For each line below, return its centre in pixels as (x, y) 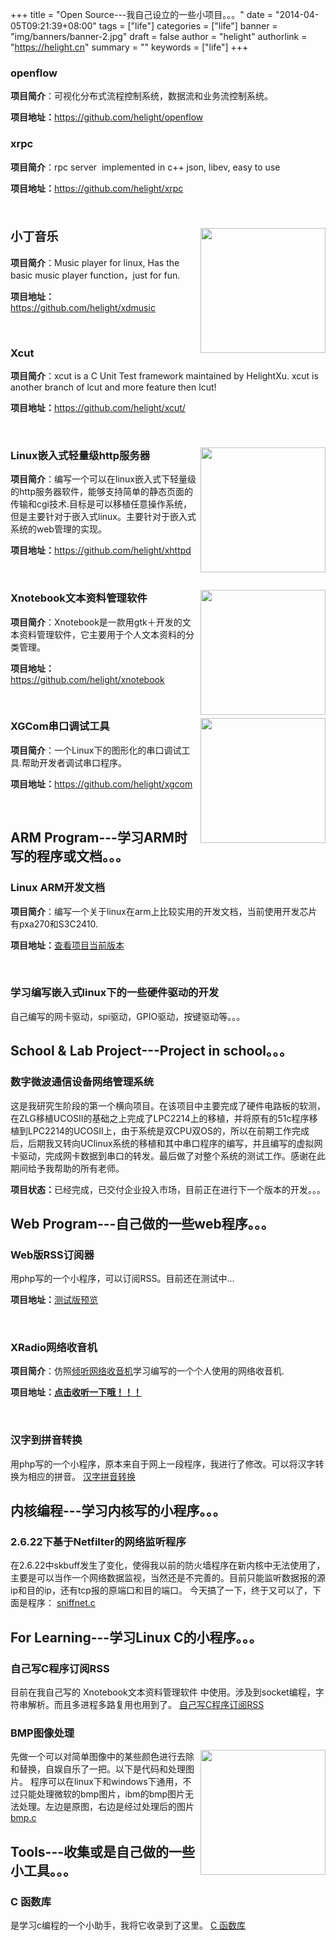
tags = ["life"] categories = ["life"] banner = (188, 26)
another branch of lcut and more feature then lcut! (113, 387)
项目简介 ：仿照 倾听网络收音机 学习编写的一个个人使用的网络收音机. (147, 1371)
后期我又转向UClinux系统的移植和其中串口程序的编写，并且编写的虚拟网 (175, 1143)
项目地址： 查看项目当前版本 (67, 945)
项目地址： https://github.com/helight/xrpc (97, 188)
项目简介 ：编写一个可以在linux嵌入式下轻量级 (103, 479)
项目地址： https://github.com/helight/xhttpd (101, 550)
